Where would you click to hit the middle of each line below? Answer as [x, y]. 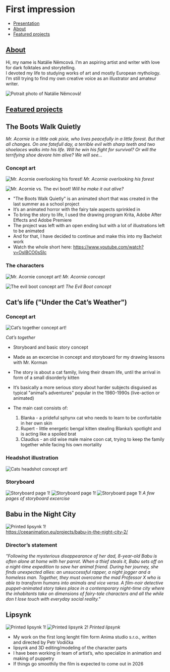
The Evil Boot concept [88, 286]
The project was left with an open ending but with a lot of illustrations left [89, 226]
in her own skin [36, 423]
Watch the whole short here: [42, 247]
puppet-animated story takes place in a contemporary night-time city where [85, 588]
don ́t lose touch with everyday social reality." [53, 599]
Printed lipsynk [105, 627]
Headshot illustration [32, 458]
